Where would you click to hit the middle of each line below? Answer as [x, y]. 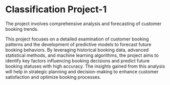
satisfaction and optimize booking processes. [53, 77]
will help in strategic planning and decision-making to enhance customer [82, 71]
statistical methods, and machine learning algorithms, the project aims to [82, 55]
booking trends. [22, 29]
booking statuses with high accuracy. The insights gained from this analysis [85, 66]
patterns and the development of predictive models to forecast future [78, 44]
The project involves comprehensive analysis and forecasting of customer [83, 24]
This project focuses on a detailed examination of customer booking [77, 39]
